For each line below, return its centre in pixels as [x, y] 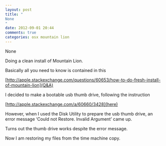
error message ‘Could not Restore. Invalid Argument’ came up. [69, 119]
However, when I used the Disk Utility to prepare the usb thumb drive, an [79, 113]
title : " [14, 14]
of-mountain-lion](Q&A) [29, 85]
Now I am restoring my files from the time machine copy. [63, 138]
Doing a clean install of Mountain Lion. [44, 61]
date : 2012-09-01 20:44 [30, 28]
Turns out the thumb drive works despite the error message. [66, 128]
